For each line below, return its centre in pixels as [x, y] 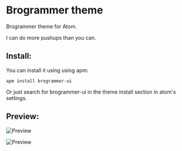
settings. [17, 98]
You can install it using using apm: [47, 70]
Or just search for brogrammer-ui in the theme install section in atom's [91, 92]
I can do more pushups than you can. [51, 37]
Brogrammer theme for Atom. [42, 26]
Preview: [23, 117]
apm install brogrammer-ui [39, 81]
